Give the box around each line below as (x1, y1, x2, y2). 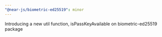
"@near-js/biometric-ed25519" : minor (5, 7, 84, 12)
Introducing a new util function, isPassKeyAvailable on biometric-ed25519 (5, 21, 157, 27)
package (5, 26, 23, 32)
